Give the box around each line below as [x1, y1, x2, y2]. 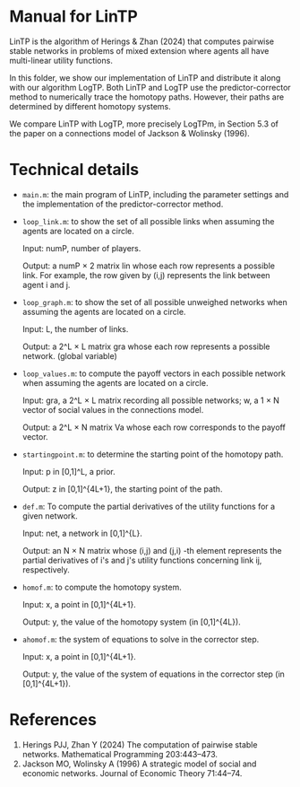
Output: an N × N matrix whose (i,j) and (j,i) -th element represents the [21, 545, 282, 555]
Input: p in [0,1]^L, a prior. [21, 466, 116, 477]
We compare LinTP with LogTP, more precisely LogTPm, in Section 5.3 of [9, 118, 279, 129]
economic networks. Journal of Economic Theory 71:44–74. [21, 767, 243, 778]
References [9, 710, 97, 730]
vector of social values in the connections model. [21, 404, 204, 415]
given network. [21, 510, 78, 521]
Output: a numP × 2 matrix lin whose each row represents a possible [21, 260, 276, 271]
